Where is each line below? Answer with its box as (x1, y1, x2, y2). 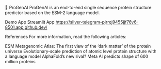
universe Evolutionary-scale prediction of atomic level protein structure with (5, 49, 157, 54)
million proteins (5, 59, 36, 64)
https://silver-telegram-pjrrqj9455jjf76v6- (55, 19, 139, 25)
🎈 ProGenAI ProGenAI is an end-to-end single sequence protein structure (5, 5, 152, 10)
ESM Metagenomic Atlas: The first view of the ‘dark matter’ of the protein (5, 43, 151, 49)
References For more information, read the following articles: (5, 34, 127, 39)
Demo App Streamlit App (5, 19, 55, 25)
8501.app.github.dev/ (5, 24, 48, 30)
